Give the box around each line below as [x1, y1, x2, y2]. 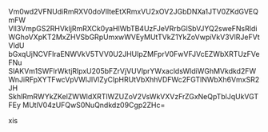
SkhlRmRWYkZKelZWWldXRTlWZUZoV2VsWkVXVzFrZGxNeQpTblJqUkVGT [8, 92, 259, 101]
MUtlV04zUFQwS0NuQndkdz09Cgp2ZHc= [22, 100, 166, 110]
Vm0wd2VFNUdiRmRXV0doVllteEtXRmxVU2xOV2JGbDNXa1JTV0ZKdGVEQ [8, 7, 258, 16]
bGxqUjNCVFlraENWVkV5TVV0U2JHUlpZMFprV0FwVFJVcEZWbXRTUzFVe [8, 50, 260, 58]
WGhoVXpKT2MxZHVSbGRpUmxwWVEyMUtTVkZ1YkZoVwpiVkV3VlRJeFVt [8, 32, 260, 42]
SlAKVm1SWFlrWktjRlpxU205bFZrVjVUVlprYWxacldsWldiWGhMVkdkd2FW [8, 66, 257, 75]
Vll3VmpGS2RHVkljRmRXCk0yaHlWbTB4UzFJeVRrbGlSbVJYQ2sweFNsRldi [8, 24, 258, 33]
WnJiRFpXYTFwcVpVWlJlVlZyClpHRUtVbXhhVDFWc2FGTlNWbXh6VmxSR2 [8, 75, 260, 84]
